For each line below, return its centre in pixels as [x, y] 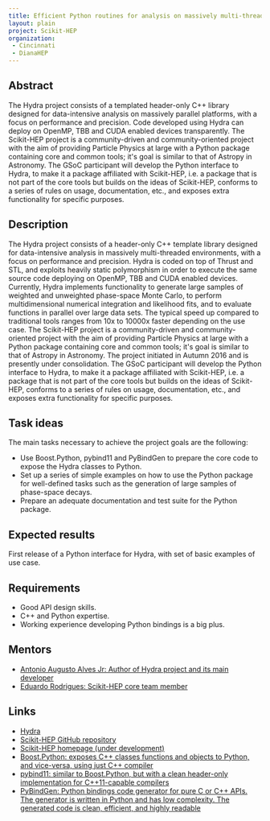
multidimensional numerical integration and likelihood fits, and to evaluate [130, 303]
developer [37, 678]
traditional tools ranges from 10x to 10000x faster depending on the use [127, 321]
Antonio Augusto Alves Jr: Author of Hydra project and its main [124, 669]
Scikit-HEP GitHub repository [68, 739]
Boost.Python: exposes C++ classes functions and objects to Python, [135, 757]
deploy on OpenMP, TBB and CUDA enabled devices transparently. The [127, 130]
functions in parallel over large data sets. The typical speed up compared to [134, 312]
